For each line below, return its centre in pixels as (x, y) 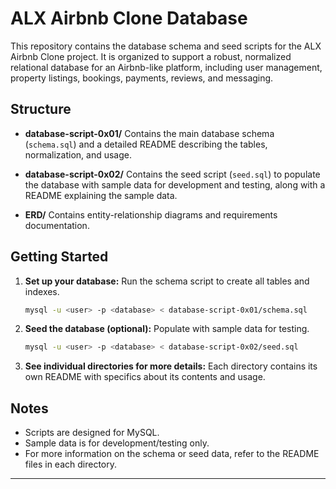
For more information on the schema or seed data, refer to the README (172, 454)
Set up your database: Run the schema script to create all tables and (167, 281)
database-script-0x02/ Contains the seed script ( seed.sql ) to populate (172, 174)
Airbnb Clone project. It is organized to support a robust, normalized (151, 56)
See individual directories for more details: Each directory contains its (171, 366)
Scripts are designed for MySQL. (92, 433)
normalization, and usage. (78, 154)
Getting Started (59, 257)
